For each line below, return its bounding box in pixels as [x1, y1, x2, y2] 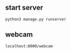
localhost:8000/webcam [5, 43, 53, 48]
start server [5, 3, 43, 12]
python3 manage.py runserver [5, 16, 66, 21]
